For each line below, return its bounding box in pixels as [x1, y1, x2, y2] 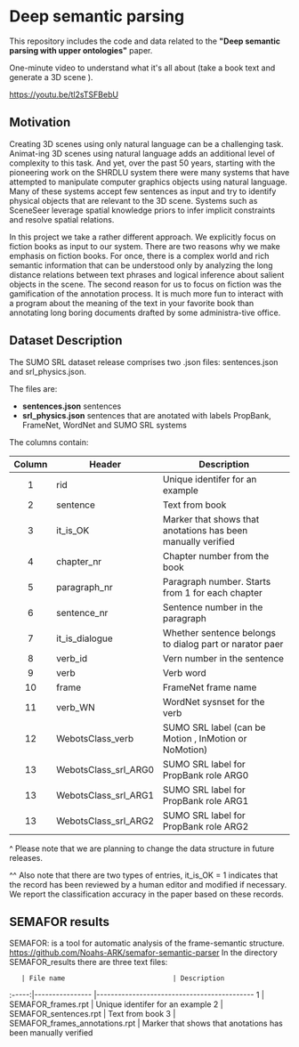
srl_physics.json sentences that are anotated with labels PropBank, [21, 410, 271, 420]
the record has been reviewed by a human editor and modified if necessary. [9, 879, 287, 889]
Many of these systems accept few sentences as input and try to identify [9, 185, 277, 197]
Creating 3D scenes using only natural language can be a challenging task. [9, 138, 284, 149]
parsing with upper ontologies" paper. [9, 45, 153, 55]
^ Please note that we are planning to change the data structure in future [9, 843, 275, 854]
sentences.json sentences [21, 401, 122, 411]
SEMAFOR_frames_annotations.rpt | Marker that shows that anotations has [9, 1018, 283, 1029]
